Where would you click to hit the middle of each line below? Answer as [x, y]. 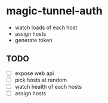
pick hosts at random [41, 80]
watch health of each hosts [48, 86]
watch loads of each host [46, 27]
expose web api [34, 73]
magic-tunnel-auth [55, 11]
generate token [33, 40]
